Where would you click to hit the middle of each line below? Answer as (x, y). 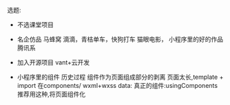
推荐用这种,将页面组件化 (51, 94)
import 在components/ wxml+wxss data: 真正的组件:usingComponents (117, 85)
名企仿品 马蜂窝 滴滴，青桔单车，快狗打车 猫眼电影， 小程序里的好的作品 (120, 39)
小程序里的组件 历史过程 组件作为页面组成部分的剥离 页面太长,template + (120, 77)
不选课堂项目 (35, 25)
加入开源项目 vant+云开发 (53, 62)
